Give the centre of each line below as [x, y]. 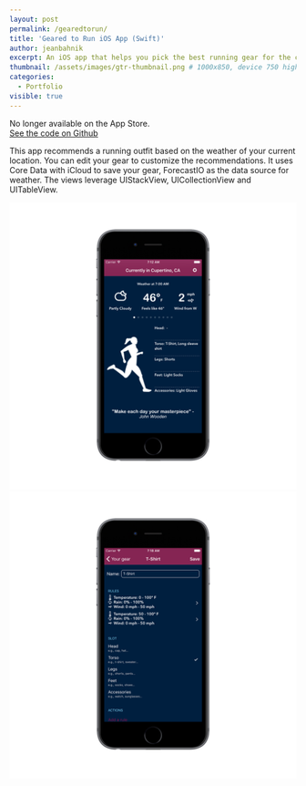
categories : [32, 78]
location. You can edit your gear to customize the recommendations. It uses [151, 160]
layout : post [34, 19]
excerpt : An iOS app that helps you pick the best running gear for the [150, 58]
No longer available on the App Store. [80, 123]
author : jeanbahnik [46, 48]
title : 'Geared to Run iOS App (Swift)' [87, 38]
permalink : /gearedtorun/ [58, 29]
